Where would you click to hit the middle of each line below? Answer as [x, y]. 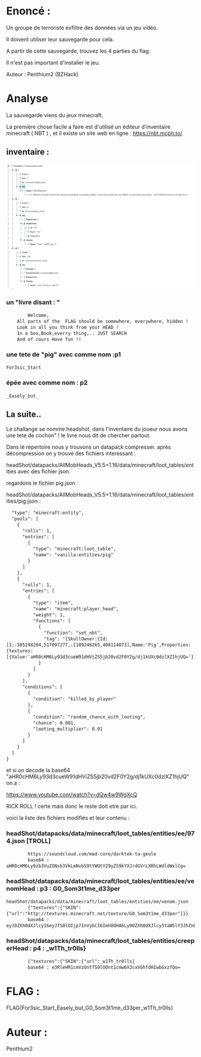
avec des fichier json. [44, 471]
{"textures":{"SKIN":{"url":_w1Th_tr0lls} [81, 962]
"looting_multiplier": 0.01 [68, 729]
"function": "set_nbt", [73, 633]
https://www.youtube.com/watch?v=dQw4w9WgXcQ [72, 795]
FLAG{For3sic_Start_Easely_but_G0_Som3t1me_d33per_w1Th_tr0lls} [90, 1008]
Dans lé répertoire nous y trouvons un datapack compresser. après [89, 447]
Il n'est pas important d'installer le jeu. [53, 62]
